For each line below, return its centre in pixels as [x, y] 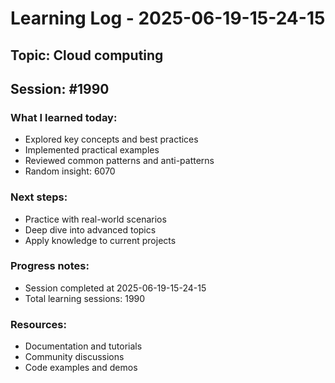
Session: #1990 [60, 88]
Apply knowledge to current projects [100, 240]
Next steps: [39, 197]
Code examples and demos [81, 368]
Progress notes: [50, 266]
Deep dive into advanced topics [90, 229]
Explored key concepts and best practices [111, 139]
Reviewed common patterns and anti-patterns [119, 161]
